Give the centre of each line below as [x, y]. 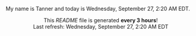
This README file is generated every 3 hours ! [101, 20]
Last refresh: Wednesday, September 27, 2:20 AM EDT [101, 27]
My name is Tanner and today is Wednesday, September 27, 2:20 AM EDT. [98, 9]
